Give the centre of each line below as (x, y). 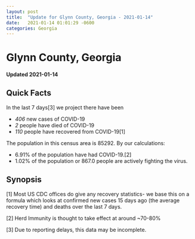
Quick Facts (29, 93)
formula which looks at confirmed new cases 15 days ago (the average (93, 200)
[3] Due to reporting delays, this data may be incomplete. (76, 229)
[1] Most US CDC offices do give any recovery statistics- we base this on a (98, 194)
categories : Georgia (32, 28)
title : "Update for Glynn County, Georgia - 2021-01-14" (80, 17)
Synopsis (24, 180)
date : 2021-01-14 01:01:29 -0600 (50, 23)
